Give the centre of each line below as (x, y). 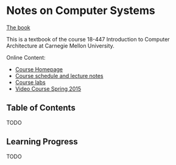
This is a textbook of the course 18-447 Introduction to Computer (88, 39)
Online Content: (26, 57)
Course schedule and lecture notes (59, 75)
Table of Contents (41, 108)
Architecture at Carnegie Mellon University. (60, 46)
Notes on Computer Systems (81, 11)
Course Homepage (39, 69)
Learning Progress (42, 142)
